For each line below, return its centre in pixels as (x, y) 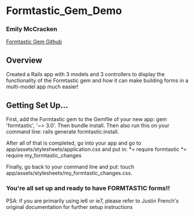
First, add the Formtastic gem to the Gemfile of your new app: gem (86, 119)
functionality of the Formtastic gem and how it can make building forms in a (97, 81)
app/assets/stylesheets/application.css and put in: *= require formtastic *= (96, 149)
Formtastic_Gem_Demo (64, 11)
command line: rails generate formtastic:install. (63, 132)
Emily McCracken (32, 29)
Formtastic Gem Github (34, 42)
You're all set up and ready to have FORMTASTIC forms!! (88, 188)
